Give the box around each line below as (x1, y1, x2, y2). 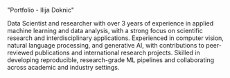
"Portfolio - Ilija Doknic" (7, 6, 75, 14)
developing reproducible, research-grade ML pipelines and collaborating (7, 56, 215, 64)
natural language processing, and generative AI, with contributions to (7, 41, 204, 49)
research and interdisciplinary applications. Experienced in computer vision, (7, 34, 224, 42)
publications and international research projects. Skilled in (34, 48, 201, 57)
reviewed (7, 48, 34, 57)
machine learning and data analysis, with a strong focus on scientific (7, 27, 203, 35)
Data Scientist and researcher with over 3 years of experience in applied (7, 19, 214, 27)
